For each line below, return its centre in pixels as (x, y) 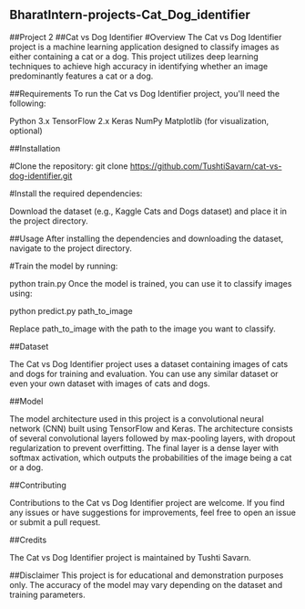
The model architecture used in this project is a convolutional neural (137, 418)
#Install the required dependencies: (76, 193)
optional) (26, 131)
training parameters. (47, 594)
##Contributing (38, 485)
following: (28, 103)
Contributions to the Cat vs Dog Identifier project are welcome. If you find (147, 502)
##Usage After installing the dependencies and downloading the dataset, (147, 238)
